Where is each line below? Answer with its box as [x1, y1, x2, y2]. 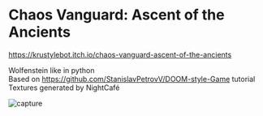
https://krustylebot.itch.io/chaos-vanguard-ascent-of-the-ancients [8, 49, 232, 59]
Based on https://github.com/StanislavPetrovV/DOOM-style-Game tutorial [8, 74, 256, 84]
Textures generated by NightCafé [8, 83, 120, 92]
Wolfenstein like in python [8, 65, 95, 75]
